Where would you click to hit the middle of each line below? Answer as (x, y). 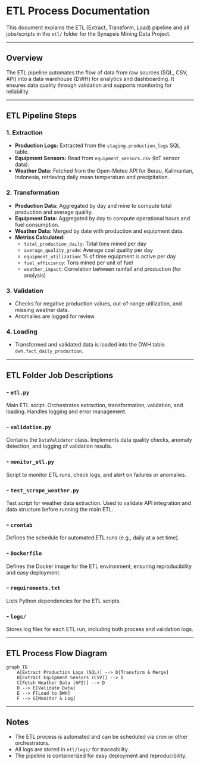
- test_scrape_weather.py (43, 490)
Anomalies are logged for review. (55, 316)
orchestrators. (32, 743)
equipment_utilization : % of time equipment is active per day (100, 256)
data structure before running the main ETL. (60, 509)
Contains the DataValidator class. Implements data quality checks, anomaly (99, 440)
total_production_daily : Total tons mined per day (85, 243)
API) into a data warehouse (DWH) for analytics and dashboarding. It (90, 79)
